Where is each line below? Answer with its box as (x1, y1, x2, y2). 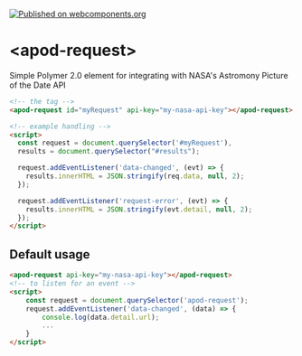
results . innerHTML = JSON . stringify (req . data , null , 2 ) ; (25, 172, 245, 181)
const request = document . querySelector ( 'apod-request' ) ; (25, 295, 249, 304)
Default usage (9, 247, 90, 262)
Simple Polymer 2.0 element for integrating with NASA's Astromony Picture (9, 70, 288, 80)
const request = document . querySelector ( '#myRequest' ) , (17, 138, 232, 148)
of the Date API (9, 80, 66, 90)
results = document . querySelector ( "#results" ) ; (17, 147, 201, 156)
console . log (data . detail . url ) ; (42, 313, 160, 322)
